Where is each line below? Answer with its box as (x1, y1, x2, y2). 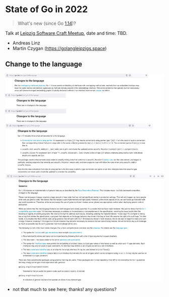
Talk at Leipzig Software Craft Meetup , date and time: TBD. (5, 30, 128, 36)
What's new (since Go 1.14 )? (17, 20, 76, 26)
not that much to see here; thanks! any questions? (12, 286, 117, 292)
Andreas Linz (12, 39, 40, 46)
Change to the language (5, 60, 82, 69)
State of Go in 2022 (5, 4, 88, 15)
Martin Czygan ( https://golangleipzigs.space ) (12, 45, 107, 51)
